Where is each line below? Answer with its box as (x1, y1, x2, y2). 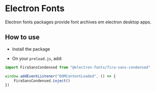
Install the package (12, 46, 50, 52)
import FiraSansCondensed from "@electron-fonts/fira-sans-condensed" (5, 65, 151, 70)
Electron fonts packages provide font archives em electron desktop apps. (5, 19, 152, 25)
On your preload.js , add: (12, 55, 62, 61)
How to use (5, 33, 40, 41)
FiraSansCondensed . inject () (14, 78, 70, 83)
